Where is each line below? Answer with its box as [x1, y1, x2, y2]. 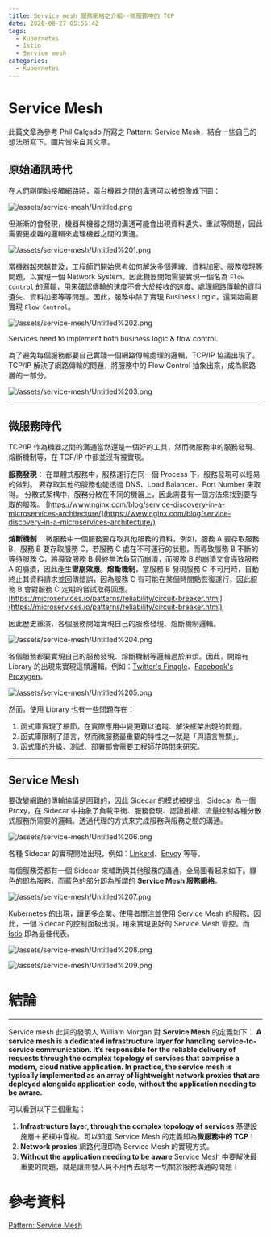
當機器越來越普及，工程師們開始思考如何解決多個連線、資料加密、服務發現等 [8, 261, 263, 271]
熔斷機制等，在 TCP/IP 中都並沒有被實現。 [8, 453, 149, 462]
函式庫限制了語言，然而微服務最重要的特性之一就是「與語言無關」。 [19, 732, 244, 742]
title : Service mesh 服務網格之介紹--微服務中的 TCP [8, 11, 175, 20]
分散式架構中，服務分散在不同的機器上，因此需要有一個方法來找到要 [23, 490, 251, 499]
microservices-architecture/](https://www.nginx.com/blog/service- [8, 509, 231, 519]
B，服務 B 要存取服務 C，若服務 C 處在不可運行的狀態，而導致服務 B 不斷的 [8, 544, 259, 554]
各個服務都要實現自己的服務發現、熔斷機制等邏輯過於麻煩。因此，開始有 [8, 651, 248, 662]
